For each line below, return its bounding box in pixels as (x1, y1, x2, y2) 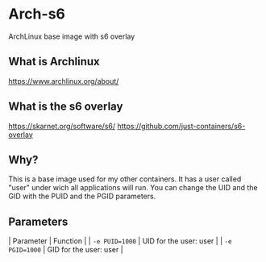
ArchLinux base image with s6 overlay (8, 31, 135, 41)
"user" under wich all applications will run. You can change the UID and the (8, 183, 258, 193)
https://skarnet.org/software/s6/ (8, 121, 116, 131)
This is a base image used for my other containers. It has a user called (8, 174, 242, 184)
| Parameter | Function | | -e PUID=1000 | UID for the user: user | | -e (8, 236, 232, 246)
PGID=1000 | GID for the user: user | (8, 245, 123, 255)
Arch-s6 (8, 5, 66, 23)
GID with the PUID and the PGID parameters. (8, 191, 156, 202)
